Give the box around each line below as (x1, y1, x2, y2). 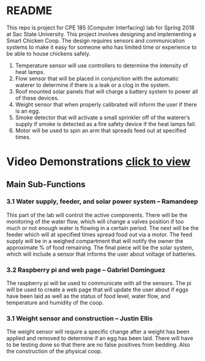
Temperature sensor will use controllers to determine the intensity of (15, 62, 188, 69)
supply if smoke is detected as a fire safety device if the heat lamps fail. (15, 120, 196, 127)
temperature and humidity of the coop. (6, 299, 104, 307)
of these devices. (15, 94, 59, 102)
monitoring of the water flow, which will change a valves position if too (6, 218, 184, 225)
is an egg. (15, 107, 40, 114)
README (6, 4, 53, 18)
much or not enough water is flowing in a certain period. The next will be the (6, 224, 199, 231)
